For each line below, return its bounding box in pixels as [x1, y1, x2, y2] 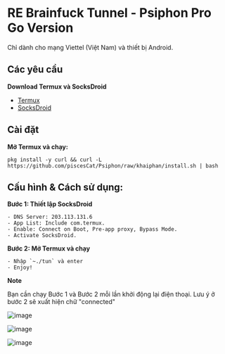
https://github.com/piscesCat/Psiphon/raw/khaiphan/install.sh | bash [7, 162, 219, 170]
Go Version [7, 20, 74, 36]
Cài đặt [7, 124, 39, 136]
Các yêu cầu [7, 63, 63, 75]
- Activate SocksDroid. [7, 232, 77, 239]
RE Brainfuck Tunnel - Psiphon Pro [7, 5, 212, 21]
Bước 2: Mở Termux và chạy [7, 244, 90, 253]
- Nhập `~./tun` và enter [7, 258, 83, 265]
